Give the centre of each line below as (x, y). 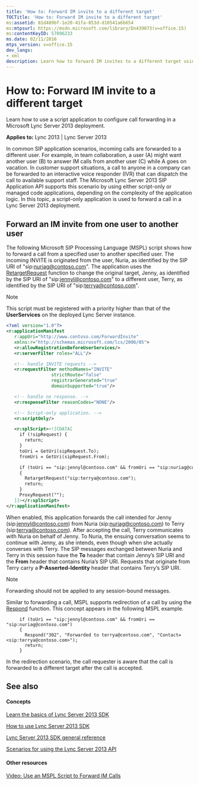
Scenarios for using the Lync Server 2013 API (61, 749)
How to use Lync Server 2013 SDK (48, 726)
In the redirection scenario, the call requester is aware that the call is (90, 661)
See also (22, 686)
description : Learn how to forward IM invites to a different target (94, 61)
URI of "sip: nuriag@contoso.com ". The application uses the (79, 267)
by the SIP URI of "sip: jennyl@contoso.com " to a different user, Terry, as (94, 279)
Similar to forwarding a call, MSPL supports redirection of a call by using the (99, 602)
